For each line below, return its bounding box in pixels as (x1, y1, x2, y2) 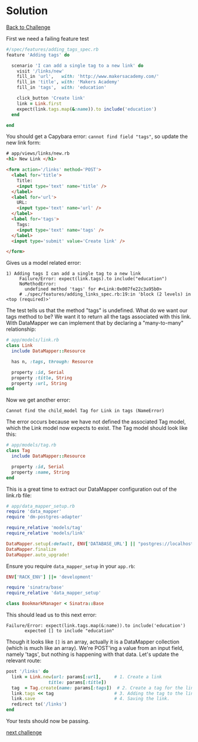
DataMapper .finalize (6, 546, 57, 552)
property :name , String (11, 469, 70, 475)
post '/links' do (6, 668, 49, 675)
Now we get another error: (6, 396, 71, 403)
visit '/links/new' (16, 68, 65, 74)
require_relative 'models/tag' (6, 525, 83, 531)
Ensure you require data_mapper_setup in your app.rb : (6, 562, 136, 570)
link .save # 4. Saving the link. (11, 696, 170, 702)
